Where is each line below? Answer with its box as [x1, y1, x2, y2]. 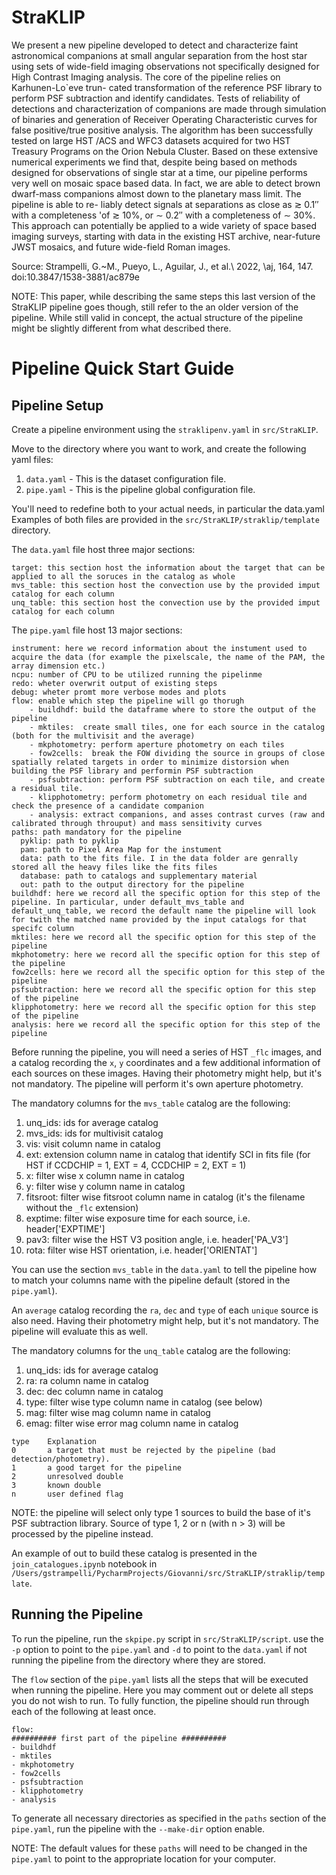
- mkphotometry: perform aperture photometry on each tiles [29, 739, 285, 750]
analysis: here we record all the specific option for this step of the [11, 1019, 321, 1030]
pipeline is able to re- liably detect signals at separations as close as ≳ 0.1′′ [11, 198, 319, 210]
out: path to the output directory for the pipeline [20, 879, 245, 890]
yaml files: [11, 453, 54, 465]
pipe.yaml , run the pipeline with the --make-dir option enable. [11, 1822, 266, 1835]
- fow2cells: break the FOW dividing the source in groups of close [29, 748, 326, 758]
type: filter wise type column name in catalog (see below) [25, 1396, 263, 1408]
